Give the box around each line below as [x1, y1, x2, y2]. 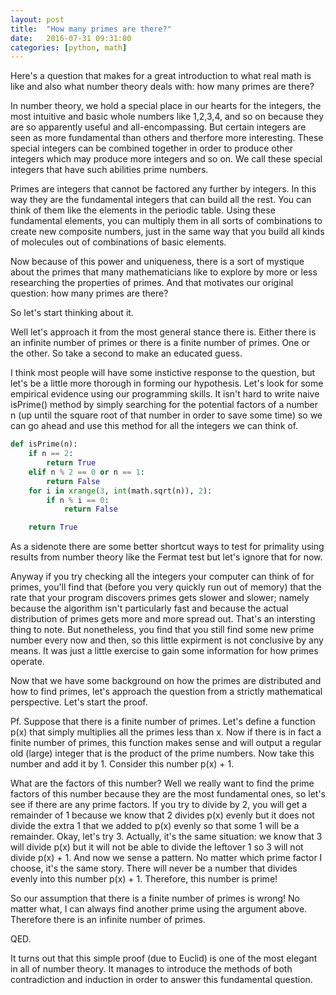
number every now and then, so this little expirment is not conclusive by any [10, 634, 324, 646]
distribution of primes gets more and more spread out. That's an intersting [10, 613, 316, 625]
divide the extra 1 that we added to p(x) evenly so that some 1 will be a [10, 820, 300, 832]
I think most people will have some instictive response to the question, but [10, 367, 316, 379]
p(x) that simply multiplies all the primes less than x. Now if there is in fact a [10, 726, 322, 738]
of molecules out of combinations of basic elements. [10, 236, 227, 248]
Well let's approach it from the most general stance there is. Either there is [10, 326, 317, 338]
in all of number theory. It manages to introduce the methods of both [10, 963, 293, 975]
